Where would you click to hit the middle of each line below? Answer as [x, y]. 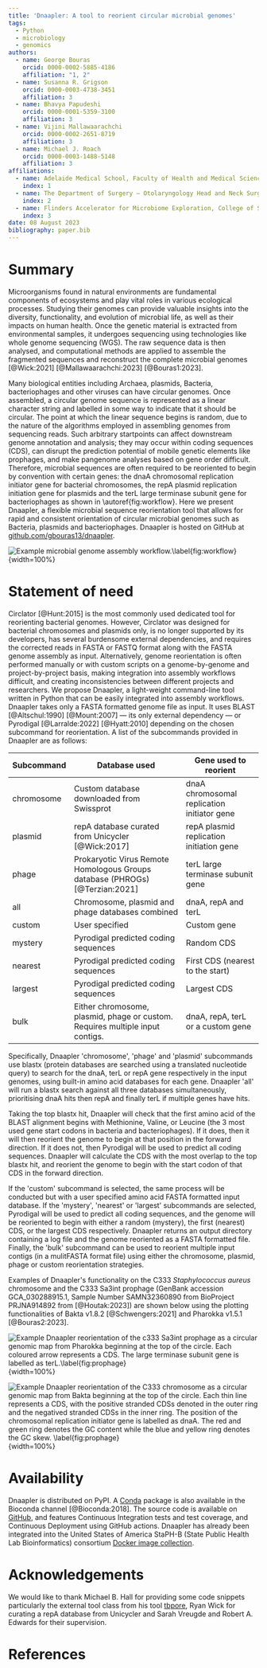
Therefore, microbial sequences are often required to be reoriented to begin [132, 467]
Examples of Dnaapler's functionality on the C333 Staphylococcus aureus [130, 1279]
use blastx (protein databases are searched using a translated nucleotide [128, 1064]
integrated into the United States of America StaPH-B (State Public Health [129, 1534]
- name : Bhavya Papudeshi [58, 104]
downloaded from [107, 799]
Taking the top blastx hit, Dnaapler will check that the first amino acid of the [132, 1113]
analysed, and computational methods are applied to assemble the [117, 350]
